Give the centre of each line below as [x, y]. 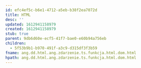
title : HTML [18, 15]
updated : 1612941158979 [31, 24]
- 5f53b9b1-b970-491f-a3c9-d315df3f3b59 [54, 48]
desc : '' [15, 19]
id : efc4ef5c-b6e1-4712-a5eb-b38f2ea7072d [51, 10]
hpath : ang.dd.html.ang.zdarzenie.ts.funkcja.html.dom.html [71, 58]
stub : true [17, 34]
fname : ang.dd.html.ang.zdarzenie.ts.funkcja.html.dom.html [71, 53]
